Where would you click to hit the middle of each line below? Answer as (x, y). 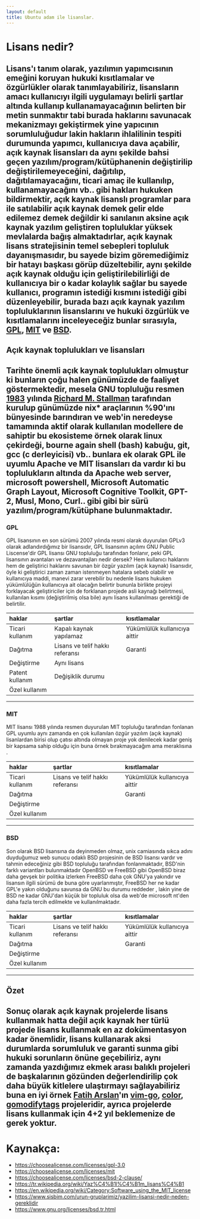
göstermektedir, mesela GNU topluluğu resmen (95, 389)
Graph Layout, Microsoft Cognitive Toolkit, (87, 492)
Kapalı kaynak (74, 629)
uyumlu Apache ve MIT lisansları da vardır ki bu (96, 464)
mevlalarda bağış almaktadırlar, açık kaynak (89, 237)
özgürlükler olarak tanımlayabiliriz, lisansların (93, 87)
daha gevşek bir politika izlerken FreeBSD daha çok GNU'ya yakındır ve (94, 876)
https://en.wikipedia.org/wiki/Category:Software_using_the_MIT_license (103, 1190)
